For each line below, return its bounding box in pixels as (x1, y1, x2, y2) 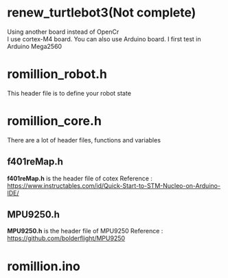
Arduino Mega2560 (7, 42, 62, 50)
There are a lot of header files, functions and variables (7, 136, 161, 144)
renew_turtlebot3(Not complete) (7, 5, 196, 21)
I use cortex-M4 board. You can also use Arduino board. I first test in (7, 34, 201, 43)
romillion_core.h (7, 114, 102, 129)
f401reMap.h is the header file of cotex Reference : (7, 174, 153, 182)
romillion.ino (7, 258, 80, 274)
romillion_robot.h (7, 67, 108, 82)
